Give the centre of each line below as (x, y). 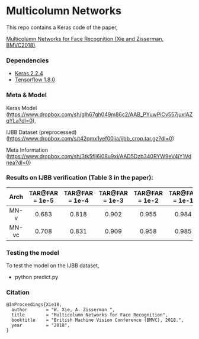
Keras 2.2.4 (29, 73)
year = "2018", (41, 325)
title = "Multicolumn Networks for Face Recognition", (90, 315)
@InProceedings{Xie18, (34, 305)
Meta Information (27, 150)
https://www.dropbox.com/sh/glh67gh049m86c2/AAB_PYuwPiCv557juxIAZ (100, 114)
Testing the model (33, 252)
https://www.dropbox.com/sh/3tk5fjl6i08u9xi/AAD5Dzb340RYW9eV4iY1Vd (100, 156)
